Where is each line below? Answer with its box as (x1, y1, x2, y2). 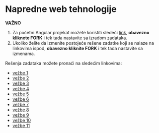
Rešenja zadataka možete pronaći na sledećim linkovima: (5, 60, 122, 66)
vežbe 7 (12, 101, 29, 107)
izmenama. (12, 51, 35, 57)
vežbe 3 (12, 80, 29, 86)
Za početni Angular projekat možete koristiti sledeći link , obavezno (12, 29, 150, 35)
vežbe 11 (12, 123, 30, 129)
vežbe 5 (12, 91, 29, 97)
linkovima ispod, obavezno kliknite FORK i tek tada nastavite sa (12, 45, 143, 51)
